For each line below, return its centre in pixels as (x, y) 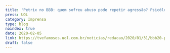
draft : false (19, 43)
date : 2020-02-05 (24, 33)
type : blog (17, 24)
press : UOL (17, 15)
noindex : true (20, 29)
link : (11, 38)
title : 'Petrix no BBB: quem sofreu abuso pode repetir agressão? (77, 10)
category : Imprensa (26, 19)
